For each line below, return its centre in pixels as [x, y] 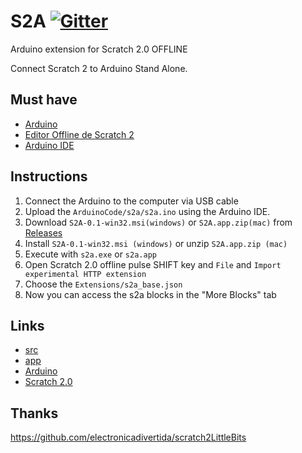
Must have [44, 100]
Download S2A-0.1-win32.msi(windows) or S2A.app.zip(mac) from [158, 222]
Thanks [34, 413]
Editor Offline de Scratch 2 [79, 134]
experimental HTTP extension [85, 274]
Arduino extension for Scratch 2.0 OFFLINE [99, 49]
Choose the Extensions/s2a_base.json [103, 284]
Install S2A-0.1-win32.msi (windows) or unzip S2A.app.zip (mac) [156, 243]
